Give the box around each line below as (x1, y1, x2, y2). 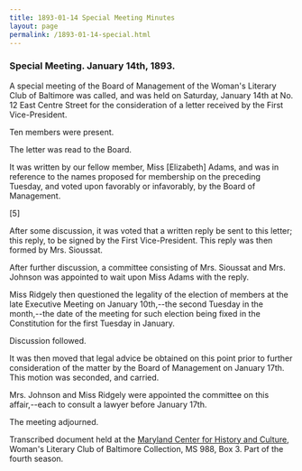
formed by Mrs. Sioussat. (9, 245, 104, 255)
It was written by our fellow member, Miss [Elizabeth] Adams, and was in (9, 162, 279, 172)
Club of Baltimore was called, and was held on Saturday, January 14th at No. (9, 89, 294, 100)
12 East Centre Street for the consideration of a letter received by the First (9, 99, 284, 110)
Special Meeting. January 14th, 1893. (9, 60, 176, 72)
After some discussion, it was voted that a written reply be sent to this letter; (9, 225, 293, 235)
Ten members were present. (9, 126, 114, 137)
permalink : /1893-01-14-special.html (9, 30, 151, 39)
